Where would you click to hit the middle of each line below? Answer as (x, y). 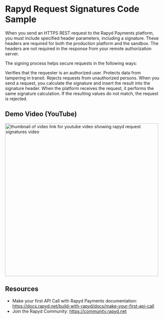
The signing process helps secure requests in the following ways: (71, 63)
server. (12, 54)
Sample (21, 19)
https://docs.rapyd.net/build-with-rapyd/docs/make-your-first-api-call (83, 306)
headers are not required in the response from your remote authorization (78, 48)
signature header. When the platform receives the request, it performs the (80, 88)
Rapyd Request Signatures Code (72, 9)
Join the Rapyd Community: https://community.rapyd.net (69, 311)
